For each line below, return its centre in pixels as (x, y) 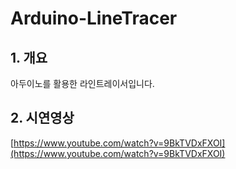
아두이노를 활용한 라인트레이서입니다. (82, 83)
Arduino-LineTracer (94, 18)
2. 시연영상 (42, 118)
